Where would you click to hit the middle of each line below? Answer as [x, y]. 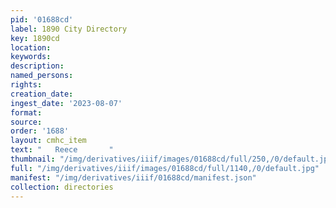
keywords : [31, 57]
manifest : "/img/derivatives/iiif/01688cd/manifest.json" [133, 177]
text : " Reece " [62, 150]
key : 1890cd [35, 38]
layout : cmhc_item [48, 141]
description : [37, 66]
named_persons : [42, 76]
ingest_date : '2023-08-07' [66, 103]
